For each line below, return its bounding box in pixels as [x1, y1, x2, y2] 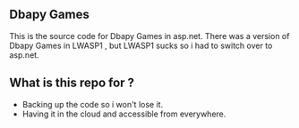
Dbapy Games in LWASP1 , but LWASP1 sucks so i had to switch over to [9, 40, 273, 51]
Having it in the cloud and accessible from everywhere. [21, 108, 226, 119]
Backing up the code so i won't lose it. [21, 99, 164, 109]
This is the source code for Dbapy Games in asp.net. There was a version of [9, 30, 290, 41]
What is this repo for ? [9, 76, 135, 91]
